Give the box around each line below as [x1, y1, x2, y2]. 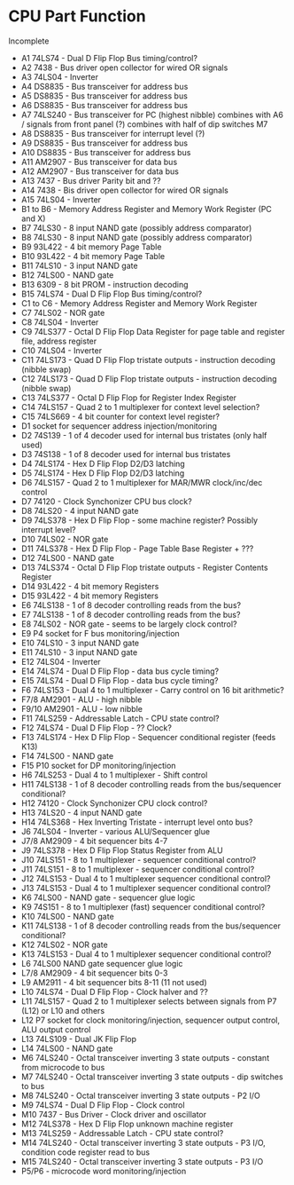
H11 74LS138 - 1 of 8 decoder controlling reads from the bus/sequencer [20, 778, 282, 789]
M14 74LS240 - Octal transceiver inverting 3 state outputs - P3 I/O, [20, 1137, 267, 1148]
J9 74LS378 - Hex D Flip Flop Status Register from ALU [20, 845, 223, 856]
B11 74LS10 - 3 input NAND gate [20, 260, 138, 271]
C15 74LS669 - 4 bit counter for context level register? [20, 411, 220, 422]
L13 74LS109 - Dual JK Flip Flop [20, 1033, 137, 1044]
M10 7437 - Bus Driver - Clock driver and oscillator [20, 1109, 207, 1119]
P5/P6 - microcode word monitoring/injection [20, 1165, 187, 1176]
